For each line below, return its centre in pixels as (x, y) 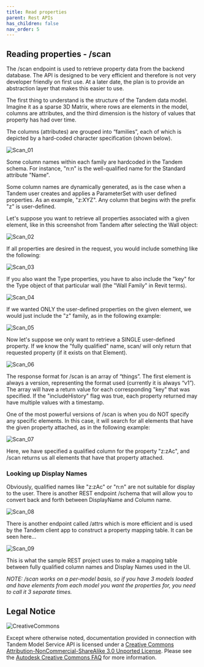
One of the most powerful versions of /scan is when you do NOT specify (98, 414)
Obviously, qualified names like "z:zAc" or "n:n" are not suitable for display (100, 487)
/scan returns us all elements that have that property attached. (85, 458)
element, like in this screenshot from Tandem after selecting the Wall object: (102, 225)
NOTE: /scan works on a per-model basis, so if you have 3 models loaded (100, 579)
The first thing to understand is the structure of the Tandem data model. (97, 100)
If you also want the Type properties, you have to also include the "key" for (101, 279)
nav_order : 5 (23, 29)
